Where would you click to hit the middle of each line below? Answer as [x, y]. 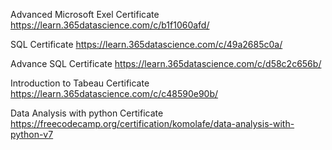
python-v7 [32, 134]
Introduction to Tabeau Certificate [80, 83]
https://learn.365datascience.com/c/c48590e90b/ [114, 93]
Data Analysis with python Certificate [87, 113]
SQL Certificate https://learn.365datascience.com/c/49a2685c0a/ [146, 44]
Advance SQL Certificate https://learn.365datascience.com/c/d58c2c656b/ [166, 63]
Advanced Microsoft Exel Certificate [85, 14]
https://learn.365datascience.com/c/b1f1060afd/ [110, 25]
